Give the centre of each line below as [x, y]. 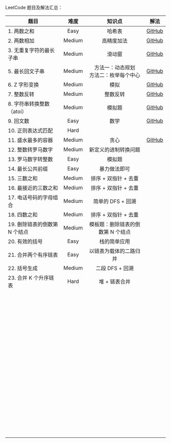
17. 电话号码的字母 [31, 198]
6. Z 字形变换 [23, 85]
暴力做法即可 [115, 169]
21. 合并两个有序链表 [33, 255]
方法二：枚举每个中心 [115, 75]
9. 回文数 [19, 121]
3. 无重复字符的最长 [31, 50]
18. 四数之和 [23, 215]
